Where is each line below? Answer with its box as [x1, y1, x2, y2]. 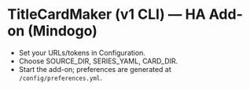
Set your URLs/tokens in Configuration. [18, 48, 146, 57]
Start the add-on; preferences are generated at [18, 64, 172, 74]
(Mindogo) [28, 22, 97, 40]
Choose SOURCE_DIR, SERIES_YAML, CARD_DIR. [18, 56, 178, 66]
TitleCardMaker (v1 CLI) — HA [7, 5, 206, 23]
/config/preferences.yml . [18, 73, 103, 82]
